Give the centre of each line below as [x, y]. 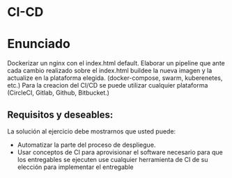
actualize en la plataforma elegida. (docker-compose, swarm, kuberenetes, [115, 78]
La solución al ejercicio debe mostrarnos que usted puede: [92, 131]
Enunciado [39, 44]
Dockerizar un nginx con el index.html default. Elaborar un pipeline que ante [116, 63]
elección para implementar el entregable [75, 167]
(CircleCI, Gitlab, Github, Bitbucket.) [59, 93]
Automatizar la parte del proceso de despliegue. [86, 145]
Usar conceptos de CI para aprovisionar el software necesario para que [120, 152]
